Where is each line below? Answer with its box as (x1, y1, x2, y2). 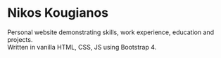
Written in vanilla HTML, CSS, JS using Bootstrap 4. (7, 43, 157, 51)
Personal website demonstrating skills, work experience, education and (7, 28, 215, 36)
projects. (7, 35, 33, 43)
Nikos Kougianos (7, 5, 109, 21)
